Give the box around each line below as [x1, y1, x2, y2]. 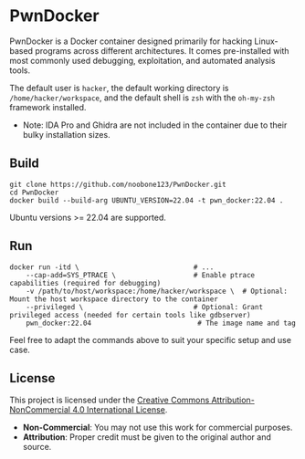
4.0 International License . [72, 404, 168, 415]
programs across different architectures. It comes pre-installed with [35, 45, 289, 56]
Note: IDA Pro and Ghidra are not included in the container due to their [22, 120, 288, 130]
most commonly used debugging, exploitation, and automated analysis [9, 55, 276, 66]
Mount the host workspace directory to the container [9, 294, 219, 304]
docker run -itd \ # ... [9, 262, 215, 272]
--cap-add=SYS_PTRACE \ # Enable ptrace [26, 270, 256, 279]
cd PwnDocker [9, 188, 59, 197]
